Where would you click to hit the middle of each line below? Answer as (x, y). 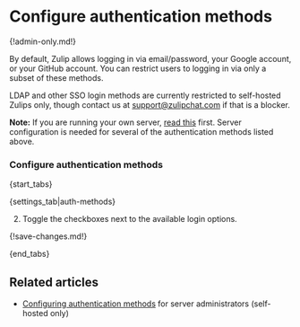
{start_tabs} (31, 184)
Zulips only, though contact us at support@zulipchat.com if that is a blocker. (150, 104)
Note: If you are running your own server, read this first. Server (125, 122)
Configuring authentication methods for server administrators (136, 304)
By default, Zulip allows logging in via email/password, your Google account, (150, 58)
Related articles (54, 282)
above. (22, 141)
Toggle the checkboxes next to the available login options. (129, 219)
